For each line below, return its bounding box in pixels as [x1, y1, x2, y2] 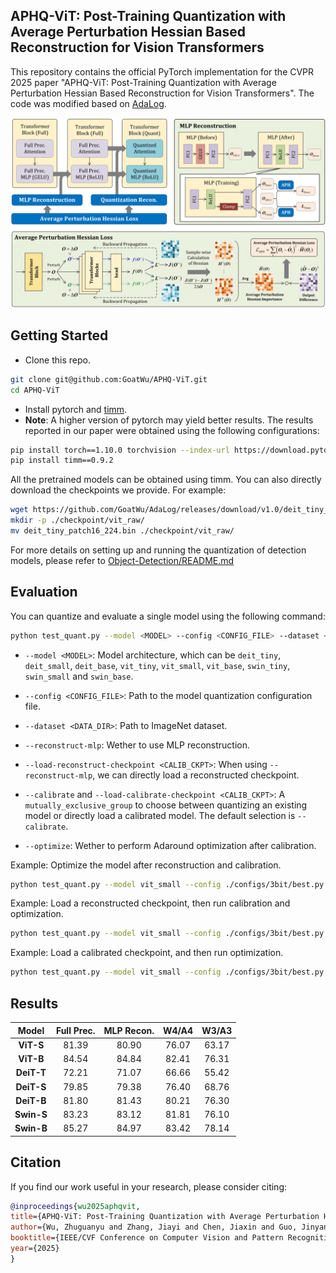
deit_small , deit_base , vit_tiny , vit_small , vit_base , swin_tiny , [24, 659, 291, 671]
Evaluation [10, 584, 78, 601]
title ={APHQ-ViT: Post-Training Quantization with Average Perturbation [10, 1212, 320, 1222]
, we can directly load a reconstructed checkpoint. [92, 769, 300, 781]
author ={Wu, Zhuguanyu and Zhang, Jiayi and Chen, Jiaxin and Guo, [10, 1222, 298, 1233]
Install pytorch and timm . [24, 403, 128, 415]
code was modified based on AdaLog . [10, 97, 167, 109]
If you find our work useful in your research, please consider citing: [10, 1180, 288, 1193]
